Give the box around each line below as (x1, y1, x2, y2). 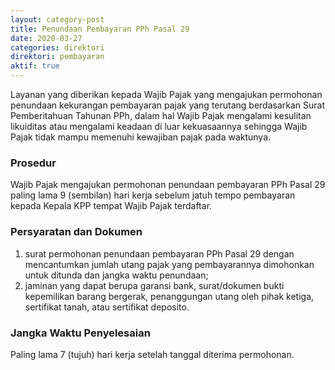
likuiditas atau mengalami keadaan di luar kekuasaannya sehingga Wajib (10, 121, 308, 132)
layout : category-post (10, 14, 105, 25)
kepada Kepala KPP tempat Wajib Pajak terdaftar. (10, 200, 213, 212)
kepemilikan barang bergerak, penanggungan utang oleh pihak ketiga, (24, 290, 315, 302)
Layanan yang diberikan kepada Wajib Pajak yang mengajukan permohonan (10, 89, 323, 100)
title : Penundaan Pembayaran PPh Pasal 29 (10, 24, 190, 34)
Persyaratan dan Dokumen (10, 225, 143, 239)
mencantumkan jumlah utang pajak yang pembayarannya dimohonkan (24, 258, 315, 270)
